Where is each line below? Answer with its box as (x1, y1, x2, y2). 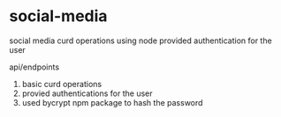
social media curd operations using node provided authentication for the (9, 35, 272, 46)
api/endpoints (9, 62, 60, 72)
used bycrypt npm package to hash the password (21, 97, 203, 107)
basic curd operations (21, 78, 103, 89)
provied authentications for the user (21, 88, 153, 99)
